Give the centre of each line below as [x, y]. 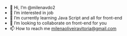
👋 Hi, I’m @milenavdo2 [32, 8]
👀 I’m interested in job [32, 13]
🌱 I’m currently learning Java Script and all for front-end [66, 18]
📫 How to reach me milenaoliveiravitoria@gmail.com [63, 28]
